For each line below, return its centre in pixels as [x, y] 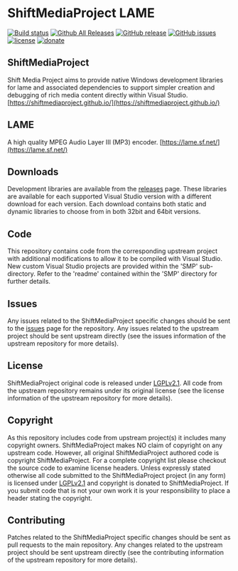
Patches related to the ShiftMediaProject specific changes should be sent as [119, 538]
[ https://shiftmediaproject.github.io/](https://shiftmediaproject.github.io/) [114, 102]
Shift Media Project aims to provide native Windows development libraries [115, 80]
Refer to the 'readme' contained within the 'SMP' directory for [127, 274]
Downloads [33, 172]
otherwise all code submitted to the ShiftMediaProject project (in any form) [117, 475]
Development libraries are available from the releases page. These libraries [117, 189]
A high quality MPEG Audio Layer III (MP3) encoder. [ [85, 142]
